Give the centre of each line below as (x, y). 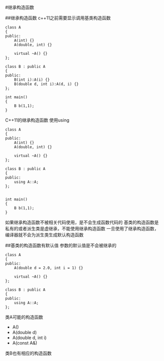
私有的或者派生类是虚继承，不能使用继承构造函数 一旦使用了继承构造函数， (82, 229)
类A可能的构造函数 (24, 317)
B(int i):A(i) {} (32, 80)
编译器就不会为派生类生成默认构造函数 (44, 235)
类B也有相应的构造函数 (29, 353)
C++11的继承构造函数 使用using (37, 120)
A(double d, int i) (29, 338)
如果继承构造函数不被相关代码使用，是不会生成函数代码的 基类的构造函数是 (82, 222)
